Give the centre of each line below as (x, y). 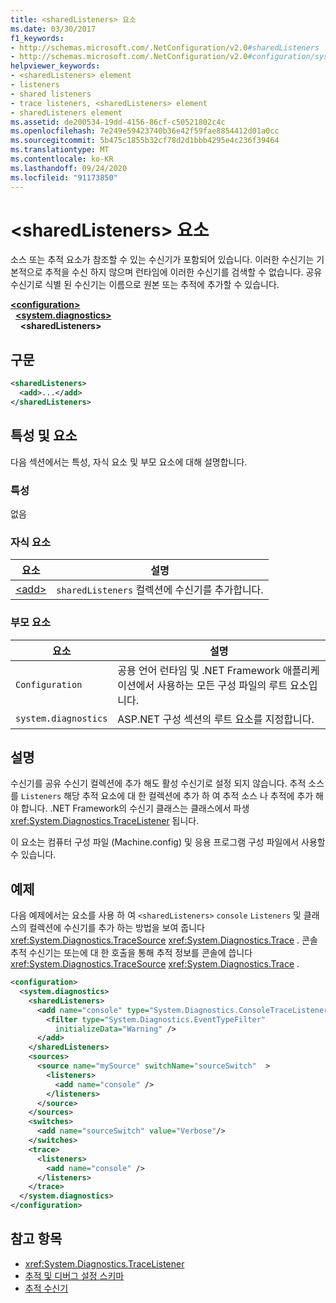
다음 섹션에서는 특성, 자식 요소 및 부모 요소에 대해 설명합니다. (129, 462)
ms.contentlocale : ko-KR (62, 159)
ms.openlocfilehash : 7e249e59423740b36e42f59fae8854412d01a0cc (145, 131)
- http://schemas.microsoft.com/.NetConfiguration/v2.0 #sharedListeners (165, 47)
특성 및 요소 (44, 436)
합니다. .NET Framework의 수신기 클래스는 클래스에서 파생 (135, 808)
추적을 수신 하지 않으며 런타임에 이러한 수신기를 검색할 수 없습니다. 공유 (183, 272)
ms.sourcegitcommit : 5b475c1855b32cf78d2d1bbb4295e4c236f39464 (145, 141)
